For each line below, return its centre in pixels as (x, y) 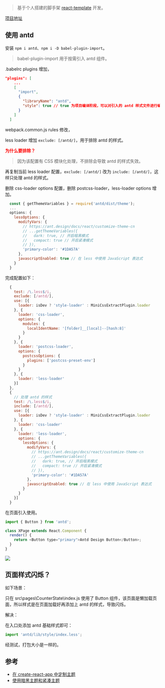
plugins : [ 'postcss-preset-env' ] (61, 360)
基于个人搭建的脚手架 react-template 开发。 (61, 8)
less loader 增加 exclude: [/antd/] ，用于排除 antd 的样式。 (66, 140)
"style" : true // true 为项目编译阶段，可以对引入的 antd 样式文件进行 (90, 106)
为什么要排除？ (20, 150)
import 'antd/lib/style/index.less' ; (44, 635)
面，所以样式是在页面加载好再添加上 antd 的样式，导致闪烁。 (67, 604)
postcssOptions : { (41, 356)
